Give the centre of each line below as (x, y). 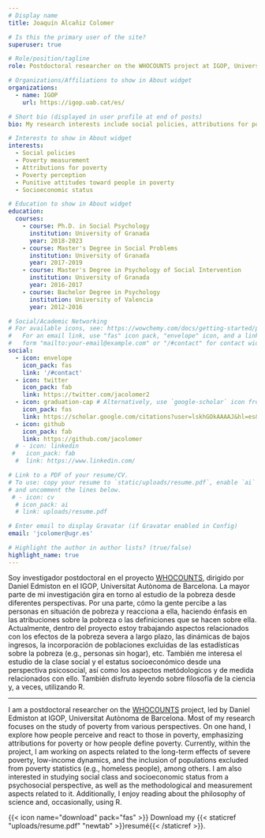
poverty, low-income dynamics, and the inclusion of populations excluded (128, 760)
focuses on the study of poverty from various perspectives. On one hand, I (129, 726)
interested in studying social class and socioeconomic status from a (118, 776)
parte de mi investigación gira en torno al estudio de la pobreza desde (122, 595)
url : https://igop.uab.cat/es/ (74, 102)
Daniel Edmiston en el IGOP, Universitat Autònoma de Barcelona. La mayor (129, 586)
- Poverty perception (51, 175)
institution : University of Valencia (91, 300)
